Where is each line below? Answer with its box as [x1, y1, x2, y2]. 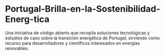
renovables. [5, 45, 29, 51]
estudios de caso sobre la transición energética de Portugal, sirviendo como [5, 35, 160, 41]
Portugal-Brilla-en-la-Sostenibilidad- [5, 3, 161, 15]
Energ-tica [5, 14, 50, 25]
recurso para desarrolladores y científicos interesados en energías [5, 40, 140, 46]
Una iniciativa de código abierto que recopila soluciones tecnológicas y [5, 30, 150, 36]
